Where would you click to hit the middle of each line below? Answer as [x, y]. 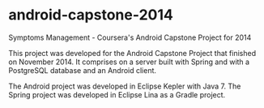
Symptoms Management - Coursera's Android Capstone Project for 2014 [130, 37]
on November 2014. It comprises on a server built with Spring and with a [129, 62]
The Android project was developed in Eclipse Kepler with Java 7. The [125, 86]
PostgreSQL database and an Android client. [82, 70]
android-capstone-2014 [91, 15]
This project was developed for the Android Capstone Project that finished [132, 53]
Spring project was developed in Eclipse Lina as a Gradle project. [117, 94]
